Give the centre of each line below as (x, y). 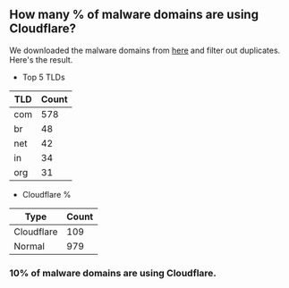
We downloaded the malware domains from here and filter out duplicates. (145, 50)
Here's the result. (41, 59)
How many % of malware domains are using (134, 15)
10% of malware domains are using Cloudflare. (113, 273)
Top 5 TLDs (43, 77)
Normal (29, 246)
